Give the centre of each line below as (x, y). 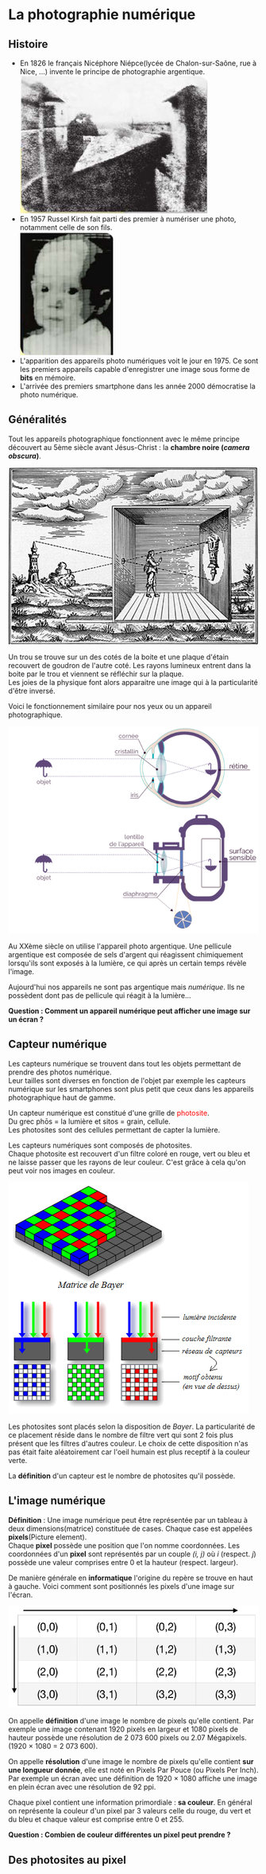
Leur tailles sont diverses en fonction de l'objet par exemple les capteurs (127, 1080)
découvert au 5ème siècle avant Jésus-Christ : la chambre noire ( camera (129, 447)
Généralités (38, 420)
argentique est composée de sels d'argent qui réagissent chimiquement (126, 955)
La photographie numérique (102, 15)
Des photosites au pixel (67, 1860)
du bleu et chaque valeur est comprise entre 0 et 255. (96, 1819)
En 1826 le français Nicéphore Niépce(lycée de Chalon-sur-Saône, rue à (138, 63)
